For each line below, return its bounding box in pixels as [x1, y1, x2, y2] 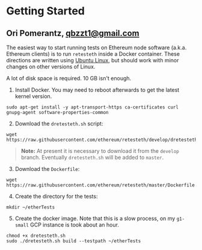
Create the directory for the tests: [14, 193, 98, 200]
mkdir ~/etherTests [6, 204, 55, 210]
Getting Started [6, 4, 85, 18]
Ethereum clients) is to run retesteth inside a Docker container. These [6, 50, 180, 58]
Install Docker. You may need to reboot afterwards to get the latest [14, 86, 180, 94]
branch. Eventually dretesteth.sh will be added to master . [20, 154, 164, 161]
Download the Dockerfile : [14, 165, 80, 172]
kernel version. [14, 93, 52, 100]
